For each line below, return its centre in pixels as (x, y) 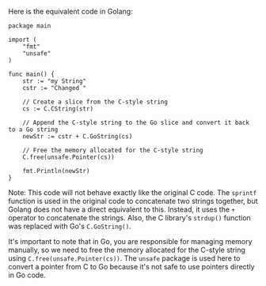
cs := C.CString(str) (58, 109)
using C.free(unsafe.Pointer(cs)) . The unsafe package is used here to (124, 258)
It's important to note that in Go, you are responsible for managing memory (130, 241)
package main (30, 26)
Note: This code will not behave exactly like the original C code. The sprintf (133, 192)
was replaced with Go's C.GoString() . (70, 226)
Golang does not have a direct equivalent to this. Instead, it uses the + (122, 209)
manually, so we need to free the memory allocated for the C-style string (127, 250)
